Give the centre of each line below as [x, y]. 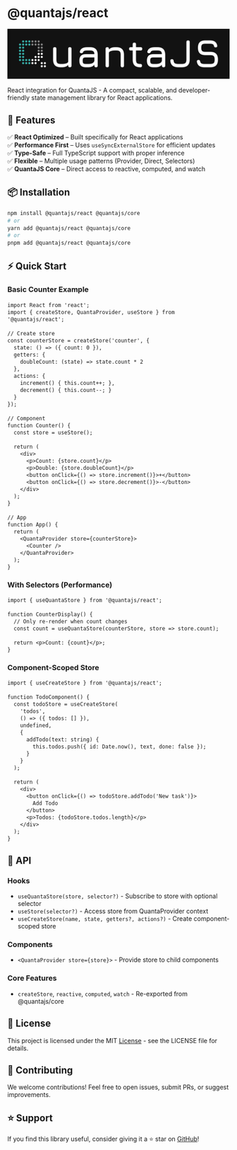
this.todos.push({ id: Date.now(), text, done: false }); [120, 747]
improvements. [29, 1095]
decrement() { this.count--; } [66, 390]
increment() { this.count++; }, [67, 383]
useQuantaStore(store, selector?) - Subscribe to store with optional [117, 896]
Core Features [32, 978]
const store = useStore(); [53, 432]
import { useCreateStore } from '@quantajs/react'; [85, 683]
